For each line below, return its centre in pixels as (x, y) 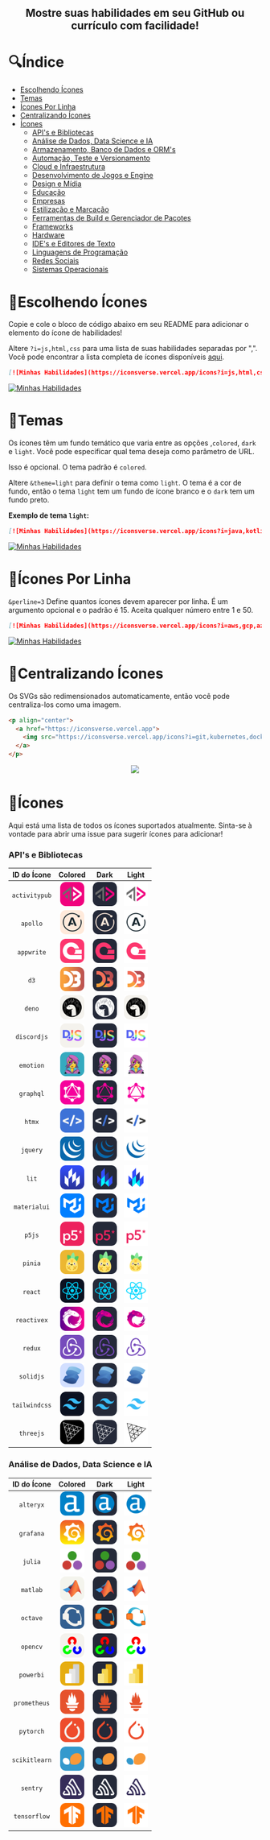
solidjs (32, 1377)
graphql (32, 1094)
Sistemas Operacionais (70, 270)
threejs (32, 1433)
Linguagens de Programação (80, 252)
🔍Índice (36, 62)
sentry (31, 1788)
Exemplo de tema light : (49, 515)
